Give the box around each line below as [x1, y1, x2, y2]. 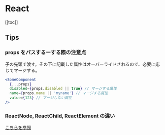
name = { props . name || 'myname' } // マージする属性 [9, 91, 108, 96]
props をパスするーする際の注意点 [5, 49, 86, 56]
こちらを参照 [5, 125, 31, 131]
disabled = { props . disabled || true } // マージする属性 [9, 86, 117, 91]
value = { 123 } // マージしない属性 [9, 95, 72, 101]
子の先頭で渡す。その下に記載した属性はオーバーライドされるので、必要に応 [5, 61, 160, 67]
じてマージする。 [5, 67, 40, 73]
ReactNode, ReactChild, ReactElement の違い [5, 112, 115, 119]
